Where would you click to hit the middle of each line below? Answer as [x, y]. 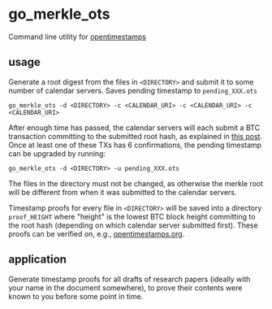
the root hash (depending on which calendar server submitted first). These [133, 225]
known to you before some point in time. [76, 296]
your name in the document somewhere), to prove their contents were [125, 287]
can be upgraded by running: [57, 153]
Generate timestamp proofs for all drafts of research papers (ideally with [130, 279]
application [38, 260]
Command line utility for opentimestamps [77, 37]
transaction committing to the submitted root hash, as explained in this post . [135, 136]
